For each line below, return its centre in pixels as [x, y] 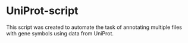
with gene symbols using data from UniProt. [60, 33]
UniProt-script [42, 11]
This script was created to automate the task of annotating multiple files [94, 27]
